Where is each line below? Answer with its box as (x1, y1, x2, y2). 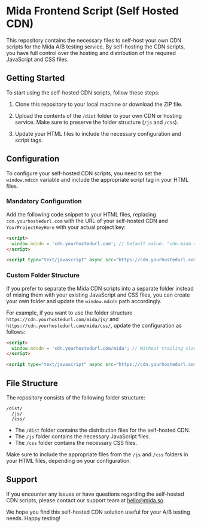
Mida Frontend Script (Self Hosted (6, 4, 179, 18)
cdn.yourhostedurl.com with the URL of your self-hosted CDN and (6, 217, 169, 224)
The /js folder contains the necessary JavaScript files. (14, 432, 151, 440)
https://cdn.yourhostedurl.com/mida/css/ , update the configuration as (6, 322, 182, 329)
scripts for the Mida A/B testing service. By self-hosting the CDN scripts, (6, 43, 185, 50)
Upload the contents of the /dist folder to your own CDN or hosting (14, 112, 182, 119)
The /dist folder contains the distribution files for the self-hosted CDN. (14, 426, 190, 434)
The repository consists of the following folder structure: (6, 393, 145, 401)
